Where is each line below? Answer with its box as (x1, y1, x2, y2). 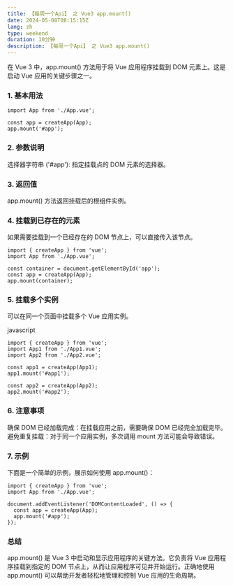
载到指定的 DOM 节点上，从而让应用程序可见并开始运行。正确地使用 (19, 562, 215, 571)
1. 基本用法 (7, 90, 43, 100)
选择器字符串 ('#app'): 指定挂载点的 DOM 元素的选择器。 (7, 160, 170, 169)
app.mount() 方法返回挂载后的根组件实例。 (7, 196, 130, 205)
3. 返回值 (7, 179, 38, 189)
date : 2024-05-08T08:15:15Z (7, 17, 89, 24)
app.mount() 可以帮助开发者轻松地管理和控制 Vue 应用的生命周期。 (7, 571, 200, 580)
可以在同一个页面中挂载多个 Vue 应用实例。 (7, 312, 133, 320)
